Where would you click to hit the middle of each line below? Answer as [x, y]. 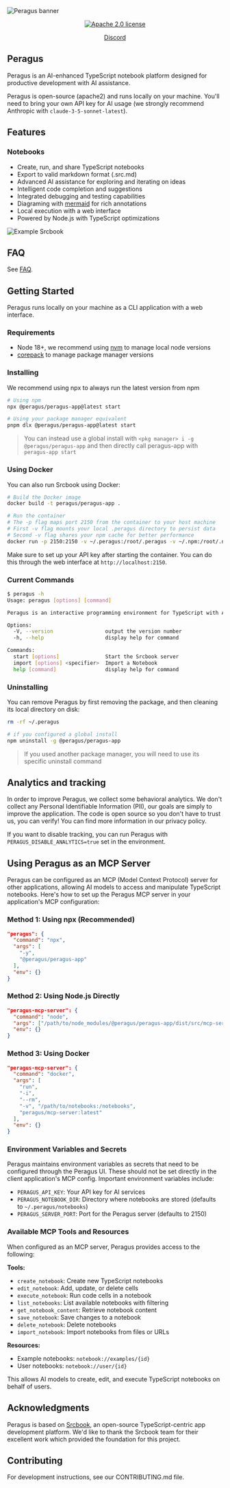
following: [21, 1254]
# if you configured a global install [62, 734]
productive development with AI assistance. [69, 82]
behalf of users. [29, 1386]
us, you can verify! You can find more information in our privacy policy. [107, 821]
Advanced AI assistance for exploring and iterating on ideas [101, 181]
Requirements [31, 332]
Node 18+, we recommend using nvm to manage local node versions [114, 348]
